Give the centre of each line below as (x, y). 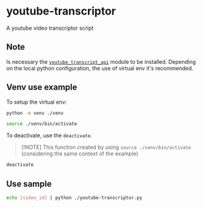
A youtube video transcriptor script (50, 28)
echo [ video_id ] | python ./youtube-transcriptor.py (74, 198)
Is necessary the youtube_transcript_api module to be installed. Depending (101, 61)
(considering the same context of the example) (79, 154)
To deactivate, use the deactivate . (49, 135)
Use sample (29, 184)
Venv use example (42, 87)
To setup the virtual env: (37, 102)
